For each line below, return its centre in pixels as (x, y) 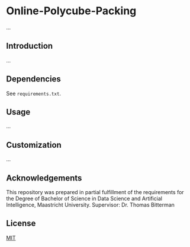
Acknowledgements (44, 178)
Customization (34, 145)
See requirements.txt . (33, 93)
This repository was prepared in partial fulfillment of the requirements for (95, 192)
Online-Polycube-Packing (71, 11)
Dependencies (33, 79)
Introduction (30, 46)
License (21, 224)
